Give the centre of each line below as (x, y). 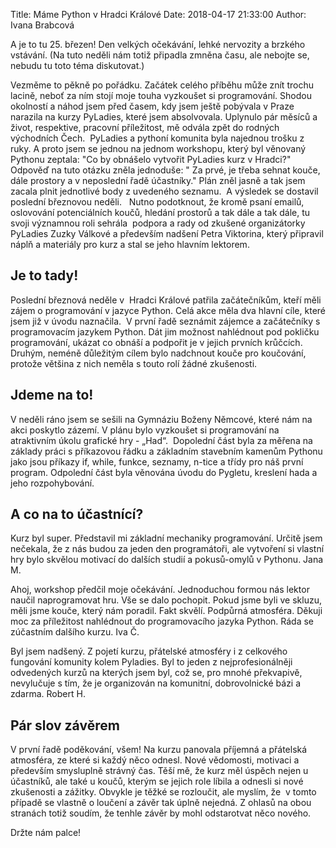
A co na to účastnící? (77, 514)
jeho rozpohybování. (52, 483)
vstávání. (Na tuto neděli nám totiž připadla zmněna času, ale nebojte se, (160, 55)
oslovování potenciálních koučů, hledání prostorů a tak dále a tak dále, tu (160, 212)
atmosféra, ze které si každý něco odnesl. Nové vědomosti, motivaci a (155, 760)
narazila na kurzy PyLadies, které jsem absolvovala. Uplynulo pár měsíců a (164, 117)
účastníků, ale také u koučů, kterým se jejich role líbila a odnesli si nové (157, 781)
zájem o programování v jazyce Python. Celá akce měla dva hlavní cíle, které (168, 310)
